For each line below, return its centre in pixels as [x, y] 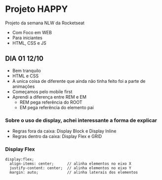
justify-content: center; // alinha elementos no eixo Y [71, 168]
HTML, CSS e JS [29, 43]
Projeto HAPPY [37, 9]
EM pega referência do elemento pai [57, 107]
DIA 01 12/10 [24, 59]
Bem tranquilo [26, 70]
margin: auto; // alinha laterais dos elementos [74, 173]
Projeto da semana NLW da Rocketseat [45, 23]
